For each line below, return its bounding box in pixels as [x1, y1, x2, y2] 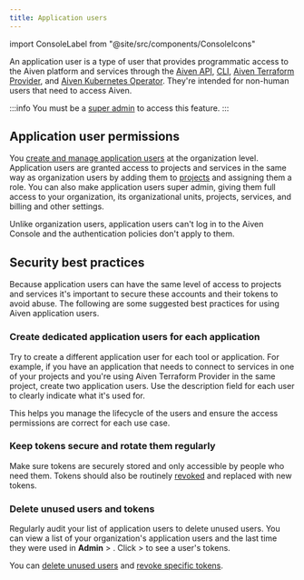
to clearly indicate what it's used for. [9, 390, 145, 401]
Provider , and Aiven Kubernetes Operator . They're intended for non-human [9, 75, 289, 86]
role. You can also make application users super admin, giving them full [9, 182, 276, 193]
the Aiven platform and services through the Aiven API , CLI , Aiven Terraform [9, 65, 295, 76]
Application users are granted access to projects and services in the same [9, 163, 288, 174]
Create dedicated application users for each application [9, 331, 260, 344]
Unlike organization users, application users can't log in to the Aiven [9, 219, 264, 230]
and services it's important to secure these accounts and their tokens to [9, 288, 279, 300]
